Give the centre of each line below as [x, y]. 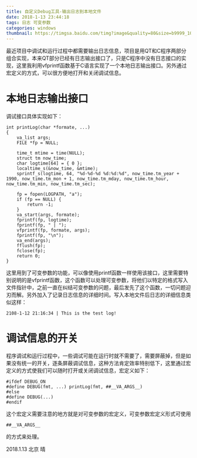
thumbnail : [19, 34]
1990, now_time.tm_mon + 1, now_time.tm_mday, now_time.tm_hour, [87, 179]
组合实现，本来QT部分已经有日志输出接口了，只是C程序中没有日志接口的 [94, 58]
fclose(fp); [31, 251]
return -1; [40, 205]
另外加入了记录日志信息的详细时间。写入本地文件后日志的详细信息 [106, 295]
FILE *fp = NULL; [38, 143]
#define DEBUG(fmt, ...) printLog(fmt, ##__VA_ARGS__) [74, 387]
